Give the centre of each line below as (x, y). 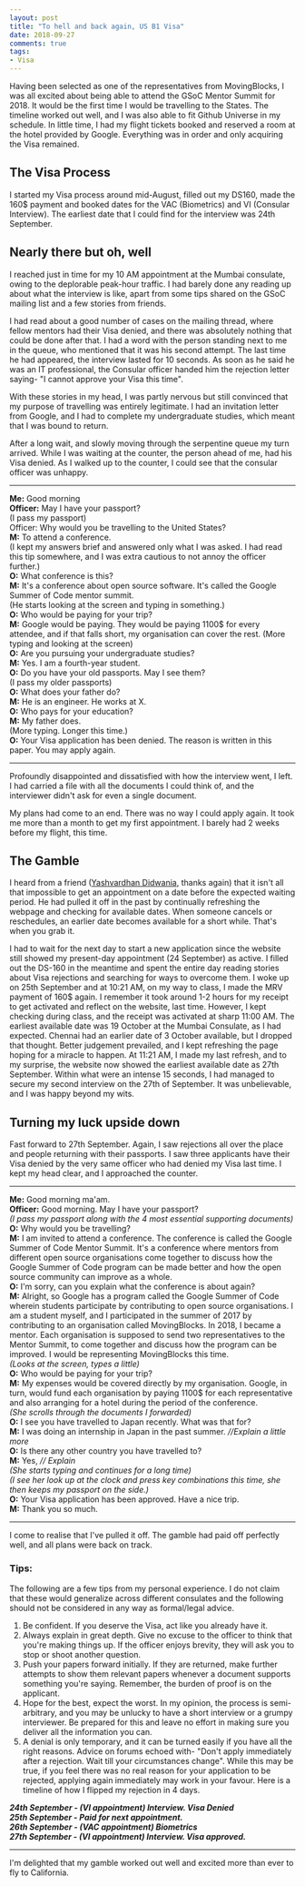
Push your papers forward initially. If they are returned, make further (150, 1664)
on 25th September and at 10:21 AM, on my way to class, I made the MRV (146, 988)
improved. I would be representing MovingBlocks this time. (119, 1354)
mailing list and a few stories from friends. (88, 303)
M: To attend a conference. (60, 537)
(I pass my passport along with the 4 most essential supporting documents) (152, 1219)
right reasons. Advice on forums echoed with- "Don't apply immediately (157, 1751)
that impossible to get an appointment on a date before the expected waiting (152, 892)
